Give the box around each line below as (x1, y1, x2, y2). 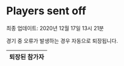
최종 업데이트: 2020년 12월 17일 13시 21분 (6, 24, 104, 32)
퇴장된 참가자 (9, 52, 44, 61)
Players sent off (6, 4, 87, 18)
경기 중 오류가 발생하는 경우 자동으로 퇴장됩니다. (6, 37, 119, 44)
